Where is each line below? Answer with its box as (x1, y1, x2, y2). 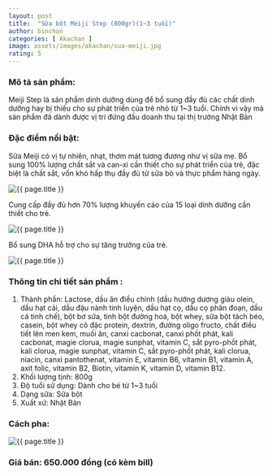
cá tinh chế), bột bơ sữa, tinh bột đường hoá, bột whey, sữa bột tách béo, (19, 311, 265, 321)
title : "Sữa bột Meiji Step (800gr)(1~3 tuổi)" (8, 19, 176, 28)
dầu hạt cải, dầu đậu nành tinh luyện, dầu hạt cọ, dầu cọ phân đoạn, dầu (19, 302, 262, 313)
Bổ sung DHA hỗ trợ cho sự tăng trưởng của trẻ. (8, 240, 168, 249)
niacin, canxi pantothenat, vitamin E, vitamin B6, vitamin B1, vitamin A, (19, 354, 254, 364)
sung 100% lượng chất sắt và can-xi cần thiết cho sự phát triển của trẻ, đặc (8, 159, 260, 169)
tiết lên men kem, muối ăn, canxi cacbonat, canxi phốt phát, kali (19, 328, 234, 338)
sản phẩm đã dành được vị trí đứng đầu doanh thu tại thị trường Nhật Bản (8, 112, 253, 122)
